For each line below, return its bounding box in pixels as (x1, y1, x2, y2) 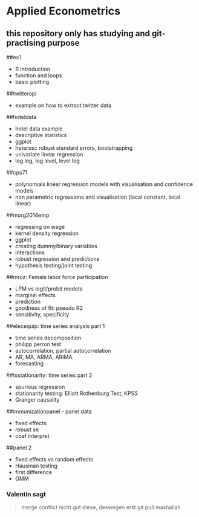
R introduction (15, 65, 50, 72)
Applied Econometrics (6, 4, 121, 18)
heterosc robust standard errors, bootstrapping (15, 144, 133, 152)
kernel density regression (15, 230, 79, 237)
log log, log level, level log (15, 157, 80, 164)
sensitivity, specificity (15, 311, 70, 318)
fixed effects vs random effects (15, 456, 94, 463)
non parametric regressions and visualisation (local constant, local (15, 193, 181, 201)
